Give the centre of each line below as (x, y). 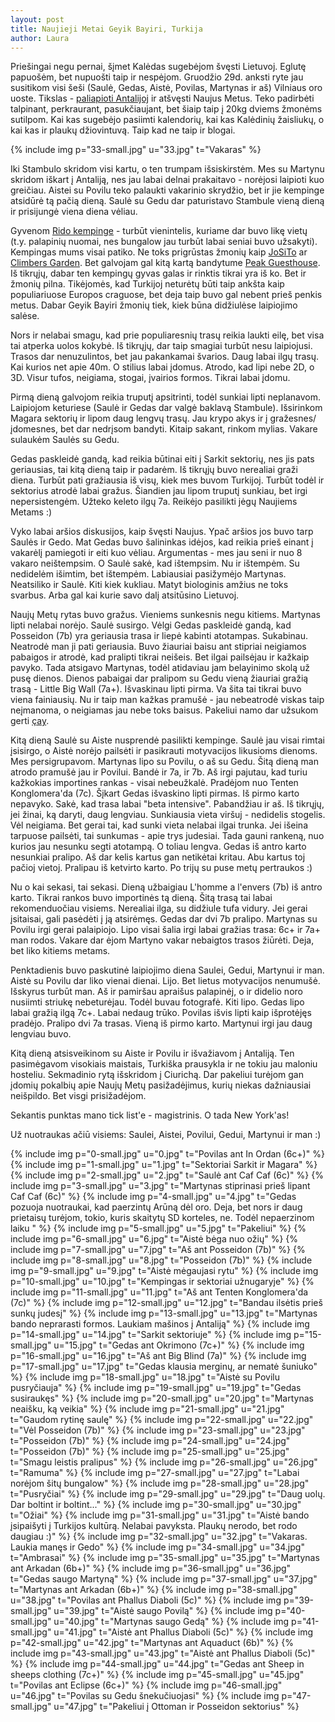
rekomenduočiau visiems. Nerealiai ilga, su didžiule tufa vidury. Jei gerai (159, 908)
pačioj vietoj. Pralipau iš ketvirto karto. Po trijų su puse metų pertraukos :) (161, 868)
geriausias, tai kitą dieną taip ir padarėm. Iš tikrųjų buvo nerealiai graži (154, 470)
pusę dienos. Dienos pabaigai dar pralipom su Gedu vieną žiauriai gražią (159, 678)
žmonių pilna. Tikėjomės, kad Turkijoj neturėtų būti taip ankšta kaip (147, 284)
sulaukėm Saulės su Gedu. (65, 440)
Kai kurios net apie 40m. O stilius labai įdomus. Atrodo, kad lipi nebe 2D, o (162, 367)
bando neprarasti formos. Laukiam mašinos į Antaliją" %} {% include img (160, 1324)
